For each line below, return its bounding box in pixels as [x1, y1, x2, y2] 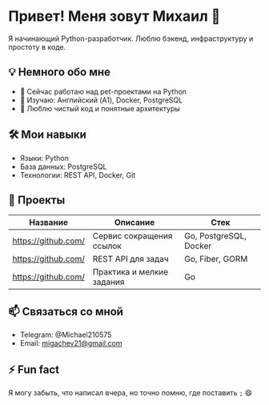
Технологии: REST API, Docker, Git [19, 170, 136, 179]
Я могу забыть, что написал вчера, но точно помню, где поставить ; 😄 [8, 388, 253, 397]
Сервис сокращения [92, 231, 173, 242]
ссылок [92, 240, 122, 251]
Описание [114, 217, 155, 228]
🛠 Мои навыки [8, 128, 86, 142]
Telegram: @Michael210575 [19, 330, 112, 339]
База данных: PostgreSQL [19, 162, 107, 171]
